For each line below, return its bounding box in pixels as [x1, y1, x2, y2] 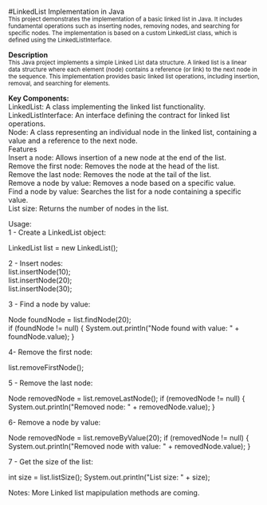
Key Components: [8, 93, 69, 103]
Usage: [8, 219, 32, 228]
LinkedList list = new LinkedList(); [8, 243, 118, 252]
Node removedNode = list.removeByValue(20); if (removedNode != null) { [8, 433, 249, 442]
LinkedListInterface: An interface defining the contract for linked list [8, 111, 230, 120]
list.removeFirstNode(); [8, 363, 84, 372]
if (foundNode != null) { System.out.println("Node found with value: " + [8, 323, 240, 333]
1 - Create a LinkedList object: [8, 227, 106, 237]
